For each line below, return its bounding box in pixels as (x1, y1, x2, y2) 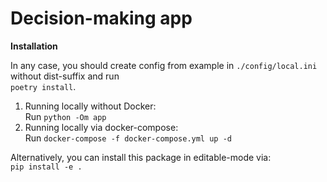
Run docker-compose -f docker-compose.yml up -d (24, 132, 232, 144)
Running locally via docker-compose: (24, 121, 179, 133)
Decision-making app (10, 7, 193, 30)
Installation (10, 40, 58, 52)
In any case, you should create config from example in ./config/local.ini (10, 59, 318, 71)
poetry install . (10, 80, 77, 92)
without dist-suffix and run (10, 70, 120, 82)
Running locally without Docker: (24, 100, 157, 112)
